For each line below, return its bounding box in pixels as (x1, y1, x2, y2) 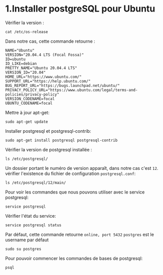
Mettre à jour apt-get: (5, 109, 50, 116)
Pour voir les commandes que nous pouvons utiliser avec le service (5, 189, 145, 195)
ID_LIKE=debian (5, 61, 37, 66)
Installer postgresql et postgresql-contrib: (5, 128, 91, 134)
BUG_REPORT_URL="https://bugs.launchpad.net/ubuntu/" (5, 83, 120, 88)
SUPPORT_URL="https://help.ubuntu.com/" (5, 78, 91, 83)
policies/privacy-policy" (5, 91, 59, 97)
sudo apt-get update (5, 119, 49, 124)
